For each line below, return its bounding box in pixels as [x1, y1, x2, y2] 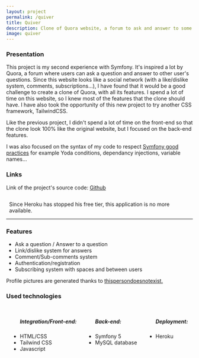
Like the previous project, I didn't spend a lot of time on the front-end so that [6, 119, 193, 126]
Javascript [20, 346, 46, 353]
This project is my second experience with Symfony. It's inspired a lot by [6, 63, 184, 71]
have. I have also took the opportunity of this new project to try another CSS [6, 101, 192, 108]
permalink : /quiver [6, 14, 54, 20]
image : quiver [6, 31, 41, 37]
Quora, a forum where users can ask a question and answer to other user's [6, 70, 190, 77]
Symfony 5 [95, 333, 121, 340]
